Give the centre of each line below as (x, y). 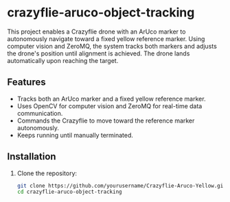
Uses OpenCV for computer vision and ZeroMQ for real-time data (110, 106)
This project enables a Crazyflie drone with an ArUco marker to (96, 31)
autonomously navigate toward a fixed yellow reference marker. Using (106, 38)
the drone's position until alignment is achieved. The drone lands (99, 53)
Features (26, 83)
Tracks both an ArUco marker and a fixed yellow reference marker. (111, 99)
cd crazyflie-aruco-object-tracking (69, 192)
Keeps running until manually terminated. (75, 135)
